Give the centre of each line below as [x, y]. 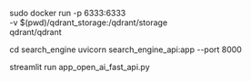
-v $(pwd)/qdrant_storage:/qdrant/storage [89, 22]
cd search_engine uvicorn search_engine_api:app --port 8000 [126, 49]
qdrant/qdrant [35, 32]
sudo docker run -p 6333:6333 [68, 13]
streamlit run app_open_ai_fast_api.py [80, 67]
